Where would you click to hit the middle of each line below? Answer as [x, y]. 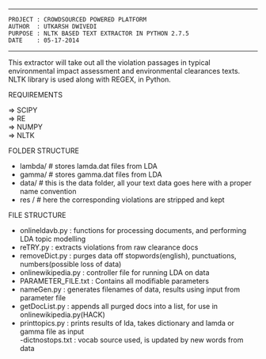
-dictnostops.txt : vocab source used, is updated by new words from [131, 340]
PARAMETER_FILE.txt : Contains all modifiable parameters [114, 281]
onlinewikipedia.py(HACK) [62, 315]
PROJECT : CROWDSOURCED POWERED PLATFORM [78, 20]
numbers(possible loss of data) [70, 264]
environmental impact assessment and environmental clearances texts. [124, 71]
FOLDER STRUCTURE [44, 151]
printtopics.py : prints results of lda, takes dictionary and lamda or [127, 323]
